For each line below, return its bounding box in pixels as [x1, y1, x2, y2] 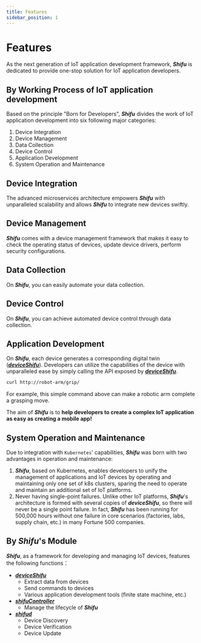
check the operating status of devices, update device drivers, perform [6, 241, 182, 248]
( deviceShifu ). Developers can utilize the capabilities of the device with [6, 362, 185, 369]
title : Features [6, 8, 47, 15]
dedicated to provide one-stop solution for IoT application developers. [6, 67, 181, 75]
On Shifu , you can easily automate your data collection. [6, 281, 145, 288]
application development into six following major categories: [6, 116, 156, 124]
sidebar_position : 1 [6, 15, 59, 21]
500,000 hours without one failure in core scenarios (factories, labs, [15, 512, 185, 519]
